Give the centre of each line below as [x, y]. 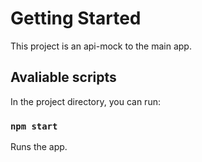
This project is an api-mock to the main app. [101, 46]
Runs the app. [39, 147]
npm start [34, 126]
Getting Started [76, 18]
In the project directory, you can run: [85, 101]
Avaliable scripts [63, 77]
